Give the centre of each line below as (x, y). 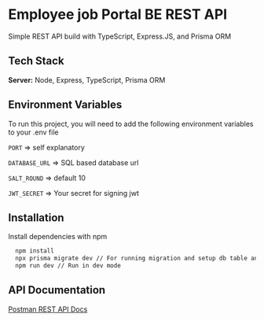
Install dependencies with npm (58, 237)
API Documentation (57, 290)
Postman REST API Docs (48, 309)
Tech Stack (36, 61)
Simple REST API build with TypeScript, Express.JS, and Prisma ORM (120, 36)
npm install (35, 251)
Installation (36, 218)
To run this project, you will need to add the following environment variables (131, 124)
